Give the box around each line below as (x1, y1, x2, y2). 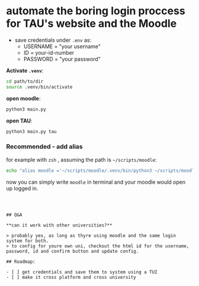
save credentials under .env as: (14, 36, 92, 43)
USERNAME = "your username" (23, 43, 101, 50)
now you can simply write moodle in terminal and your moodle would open (6, 178, 186, 186)
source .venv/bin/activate (6, 84, 73, 90)
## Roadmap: (6, 259, 36, 265)
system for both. (6, 238, 49, 244)
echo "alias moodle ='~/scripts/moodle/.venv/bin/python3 (6, 168, 152, 174)
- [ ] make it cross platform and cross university (6, 274, 136, 280)
